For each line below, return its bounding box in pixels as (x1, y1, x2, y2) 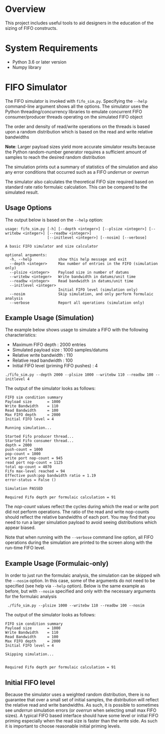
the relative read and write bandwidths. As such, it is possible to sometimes (5, 702, 159, 708)
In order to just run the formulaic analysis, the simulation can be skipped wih (5, 572, 161, 579)
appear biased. (5, 525, 36, 531)
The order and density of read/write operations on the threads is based (5, 123, 150, 130)
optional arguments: (5, 252, 48, 258)
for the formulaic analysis (5, 594, 57, 600)
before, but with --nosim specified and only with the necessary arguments (5, 588, 156, 594)
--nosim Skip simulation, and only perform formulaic (9, 291, 154, 296)
